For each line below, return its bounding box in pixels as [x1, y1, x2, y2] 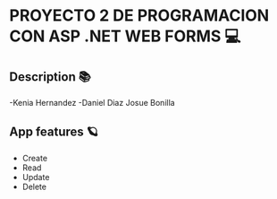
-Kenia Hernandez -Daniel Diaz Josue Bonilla [9, 98, 176, 108]
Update [21, 171, 50, 182]
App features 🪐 [9, 125, 98, 140]
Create [21, 152, 47, 163]
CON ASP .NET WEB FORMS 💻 [9, 26, 241, 47]
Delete [21, 181, 47, 192]
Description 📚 [9, 69, 91, 84]
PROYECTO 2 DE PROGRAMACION [9, 5, 270, 26]
